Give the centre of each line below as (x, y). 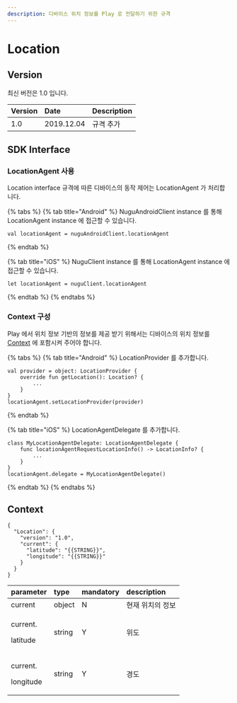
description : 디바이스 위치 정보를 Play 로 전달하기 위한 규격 (89, 14)
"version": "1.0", (47, 538)
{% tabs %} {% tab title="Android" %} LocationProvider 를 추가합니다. (108, 358)
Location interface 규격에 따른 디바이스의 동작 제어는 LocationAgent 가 (107, 188)
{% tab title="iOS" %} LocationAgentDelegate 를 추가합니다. (94, 430)
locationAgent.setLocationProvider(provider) (75, 402)
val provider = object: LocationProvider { (73, 371)
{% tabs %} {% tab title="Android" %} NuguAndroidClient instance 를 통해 (115, 212)
